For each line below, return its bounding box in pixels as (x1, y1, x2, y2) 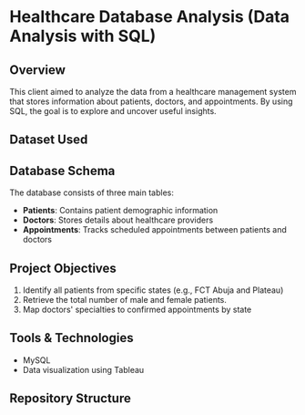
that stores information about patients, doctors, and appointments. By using (9, 96, 293, 107)
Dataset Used (9, 132, 88, 148)
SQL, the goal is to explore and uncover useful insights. (9, 106, 217, 116)
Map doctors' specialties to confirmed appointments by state (22, 304, 252, 316)
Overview (9, 62, 66, 78)
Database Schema (9, 162, 116, 179)
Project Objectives (9, 260, 117, 275)
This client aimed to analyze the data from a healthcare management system (9, 87, 297, 97)
